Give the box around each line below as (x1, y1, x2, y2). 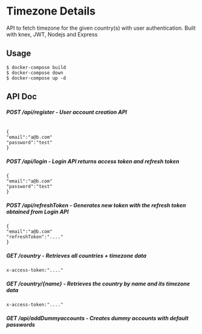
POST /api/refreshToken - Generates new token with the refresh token (6, 201, 186, 209)
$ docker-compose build (6, 64, 67, 70)
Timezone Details (6, 4, 96, 18)
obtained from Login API (6, 208, 69, 215)
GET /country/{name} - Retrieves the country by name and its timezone (6, 280, 191, 287)
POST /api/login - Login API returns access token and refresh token (6, 158, 180, 165)
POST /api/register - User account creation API (6, 108, 128, 116)
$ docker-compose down (6, 70, 64, 76)
